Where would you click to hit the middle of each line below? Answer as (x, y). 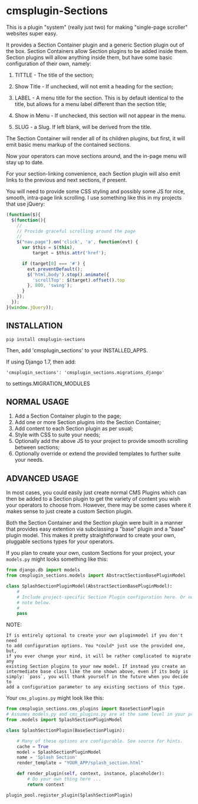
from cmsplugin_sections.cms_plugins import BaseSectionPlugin (85, 709)
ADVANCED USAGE (42, 478)
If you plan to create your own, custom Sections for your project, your (91, 553)
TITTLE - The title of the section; (54, 75)
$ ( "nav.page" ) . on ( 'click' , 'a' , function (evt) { (77, 242)
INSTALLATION (34, 326)
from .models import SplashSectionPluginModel (64, 720)
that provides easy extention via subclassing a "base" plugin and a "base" (96, 529)
